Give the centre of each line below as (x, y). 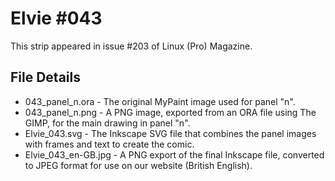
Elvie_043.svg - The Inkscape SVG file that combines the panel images (170, 133)
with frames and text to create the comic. (109, 144)
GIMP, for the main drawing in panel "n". (107, 123)
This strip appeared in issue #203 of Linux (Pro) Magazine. (131, 46)
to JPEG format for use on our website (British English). (138, 165)
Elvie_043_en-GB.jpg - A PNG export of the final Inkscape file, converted (174, 154)
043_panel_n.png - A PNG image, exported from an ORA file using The (170, 112)
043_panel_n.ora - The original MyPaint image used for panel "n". (160, 101)
